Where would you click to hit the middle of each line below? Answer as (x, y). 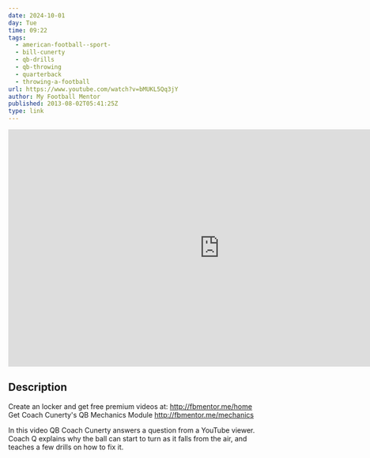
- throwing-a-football (53, 81)
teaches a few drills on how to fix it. (66, 447)
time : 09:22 (28, 30)
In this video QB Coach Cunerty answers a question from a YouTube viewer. (132, 430)
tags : (17, 38)
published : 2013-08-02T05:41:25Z (63, 104)
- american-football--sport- (63, 45)
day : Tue (23, 23)
